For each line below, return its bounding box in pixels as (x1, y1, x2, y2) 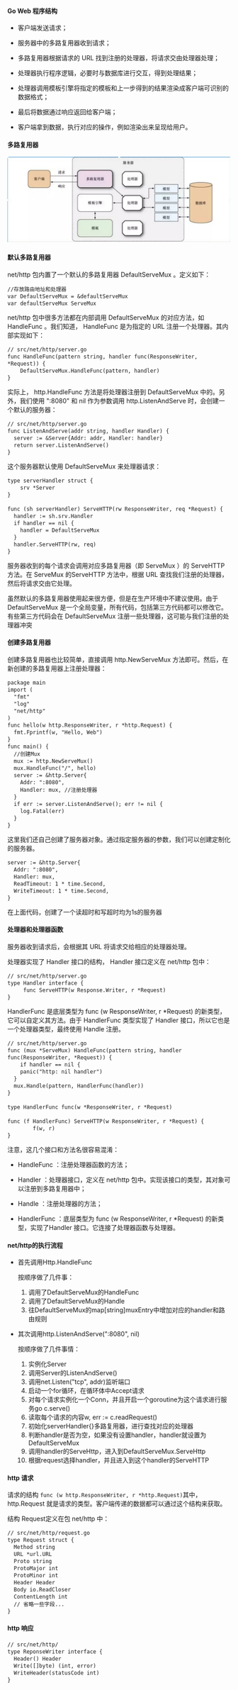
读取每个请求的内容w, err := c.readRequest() (28, 1413, 158, 1421)
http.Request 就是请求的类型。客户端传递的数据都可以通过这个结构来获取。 (7, 1499, 227, 1508)
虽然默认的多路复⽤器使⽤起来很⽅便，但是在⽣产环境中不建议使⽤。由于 (7, 594, 218, 603)
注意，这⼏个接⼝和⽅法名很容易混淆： (7, 1145, 119, 1153)
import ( (7, 686, 33, 693)
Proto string (13, 1558, 52, 1565)
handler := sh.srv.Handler (13, 513, 93, 520)
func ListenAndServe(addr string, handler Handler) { (7, 427, 170, 435)
